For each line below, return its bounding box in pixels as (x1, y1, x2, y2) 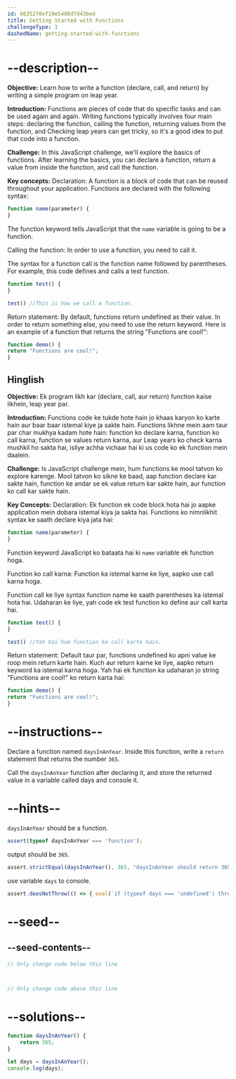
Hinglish (7, 374, 44, 386)
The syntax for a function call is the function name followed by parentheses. (7, 259, 228, 267)
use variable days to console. (7, 876, 91, 885)
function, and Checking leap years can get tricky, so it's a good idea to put (7, 127, 223, 136)
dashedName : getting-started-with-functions (7, 30, 140, 37)
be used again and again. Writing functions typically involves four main (7, 112, 212, 120)
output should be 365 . (7, 850, 70, 859)
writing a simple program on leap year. (7, 91, 119, 99)
